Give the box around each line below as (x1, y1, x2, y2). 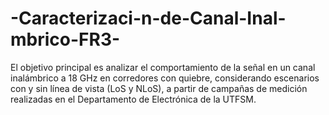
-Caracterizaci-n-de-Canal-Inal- (10, 7, 287, 30)
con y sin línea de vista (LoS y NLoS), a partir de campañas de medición (10, 82, 308, 94)
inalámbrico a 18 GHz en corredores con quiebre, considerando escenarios (10, 72, 320, 84)
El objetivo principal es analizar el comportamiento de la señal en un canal (10, 61, 316, 73)
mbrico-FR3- (10, 28, 121, 51)
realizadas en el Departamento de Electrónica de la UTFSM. (10, 93, 257, 105)
